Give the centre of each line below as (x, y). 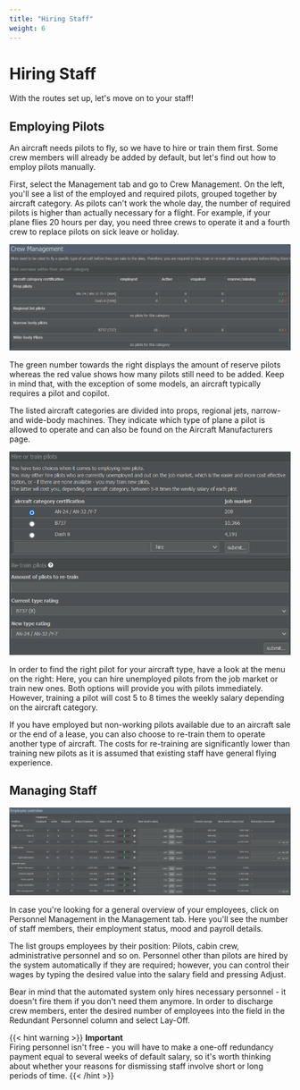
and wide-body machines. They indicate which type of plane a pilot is (137, 419)
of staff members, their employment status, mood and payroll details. (136, 928)
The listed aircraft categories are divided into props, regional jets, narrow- (145, 410)
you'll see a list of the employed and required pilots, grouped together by (143, 194)
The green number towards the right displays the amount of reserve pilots (145, 364)
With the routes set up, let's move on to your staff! (101, 98)
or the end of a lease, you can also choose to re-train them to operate (137, 734)
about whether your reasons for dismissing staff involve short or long (136, 1066)
